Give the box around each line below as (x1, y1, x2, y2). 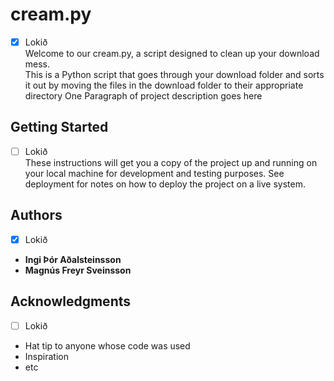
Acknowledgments (10, 293, 132, 310)
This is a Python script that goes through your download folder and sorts (24, 69, 325, 80)
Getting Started (10, 119, 109, 136)
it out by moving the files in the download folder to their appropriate (24, 79, 304, 91)
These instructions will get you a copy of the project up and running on (24, 156, 318, 168)
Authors (10, 207, 63, 224)
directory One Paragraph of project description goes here (24, 90, 263, 102)
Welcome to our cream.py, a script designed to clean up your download (24, 48, 320, 59)
